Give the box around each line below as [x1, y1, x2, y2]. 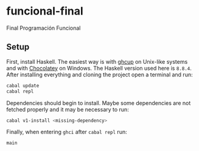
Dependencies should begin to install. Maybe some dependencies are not [6, 99, 191, 107]
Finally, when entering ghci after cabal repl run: [6, 129, 127, 136]
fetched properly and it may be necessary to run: [6, 106, 129, 113]
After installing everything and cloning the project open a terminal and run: [6, 71, 193, 78]
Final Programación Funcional [6, 24, 81, 32]
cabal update [6, 82, 40, 89]
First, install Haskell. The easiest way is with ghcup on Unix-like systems [6, 58, 188, 65]
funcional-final [6, 4, 83, 18]
